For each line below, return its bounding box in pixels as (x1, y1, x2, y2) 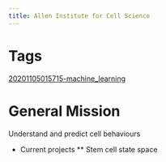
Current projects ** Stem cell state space (19, 144, 158, 154)
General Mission (8, 102, 121, 120)
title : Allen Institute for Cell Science (8, 11, 151, 20)
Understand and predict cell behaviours (8, 129, 141, 139)
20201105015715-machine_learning (8, 74, 126, 83)
